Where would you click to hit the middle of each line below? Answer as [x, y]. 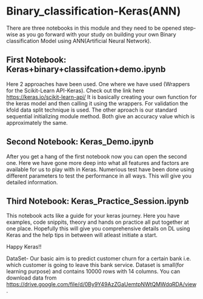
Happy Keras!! [24, 247]
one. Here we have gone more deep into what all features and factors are [98, 163]
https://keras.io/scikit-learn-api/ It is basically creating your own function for [101, 97]
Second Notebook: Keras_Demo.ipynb [80, 142]
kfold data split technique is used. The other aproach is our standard [92, 110]
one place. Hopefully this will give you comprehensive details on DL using [98, 229]
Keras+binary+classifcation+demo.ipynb [86, 69]
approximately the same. [37, 123]
